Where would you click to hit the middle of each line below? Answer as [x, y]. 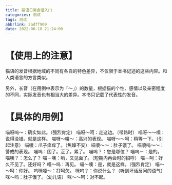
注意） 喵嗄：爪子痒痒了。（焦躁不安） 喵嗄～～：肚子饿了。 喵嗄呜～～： [87, 145]
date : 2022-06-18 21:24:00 [34, 29]
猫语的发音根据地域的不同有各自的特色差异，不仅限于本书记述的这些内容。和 [86, 71]
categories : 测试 [23, 15]
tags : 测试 [16, 19]
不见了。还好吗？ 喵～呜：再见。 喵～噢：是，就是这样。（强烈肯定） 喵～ [87, 164]
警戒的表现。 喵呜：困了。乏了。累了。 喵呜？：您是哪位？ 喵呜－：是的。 [84, 152]
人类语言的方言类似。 [28, 78]
